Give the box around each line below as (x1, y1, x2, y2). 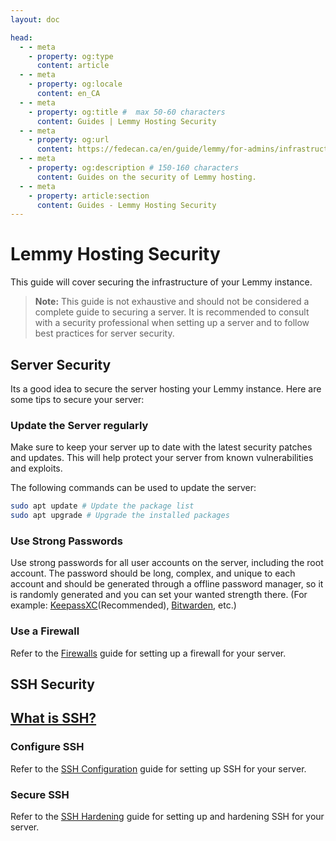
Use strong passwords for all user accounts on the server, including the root (10, 557, 324, 569)
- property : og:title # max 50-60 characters (28, 107, 226, 117)
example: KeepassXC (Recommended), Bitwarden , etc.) (10, 599, 237, 611)
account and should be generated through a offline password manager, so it (10, 578, 324, 590)
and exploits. (10, 462, 63, 475)
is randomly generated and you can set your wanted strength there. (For (10, 589, 308, 601)
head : (10, 32, 33, 43)
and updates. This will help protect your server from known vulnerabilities (10, 452, 314, 464)
